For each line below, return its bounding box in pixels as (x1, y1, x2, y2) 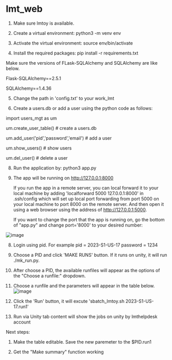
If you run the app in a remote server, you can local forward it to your (13, 184, 159, 191)
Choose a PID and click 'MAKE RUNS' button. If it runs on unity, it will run (13, 252, 167, 258)
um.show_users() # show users (6, 145, 72, 151)
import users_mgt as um (6, 115, 57, 121)
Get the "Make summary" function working (13, 349, 104, 355)
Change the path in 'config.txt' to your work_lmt (13, 95, 115, 101)
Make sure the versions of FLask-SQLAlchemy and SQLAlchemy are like (6, 60, 158, 66)
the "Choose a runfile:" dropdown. (13, 273, 86, 279)
